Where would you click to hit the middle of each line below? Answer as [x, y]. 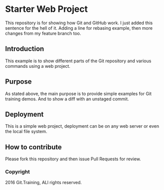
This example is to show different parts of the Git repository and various [78, 61]
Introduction [25, 49]
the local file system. [26, 132]
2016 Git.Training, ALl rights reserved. [43, 183]
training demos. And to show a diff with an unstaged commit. [67, 99]
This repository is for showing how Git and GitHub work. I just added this [79, 23]
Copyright [18, 172]
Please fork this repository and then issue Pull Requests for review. [73, 159]
